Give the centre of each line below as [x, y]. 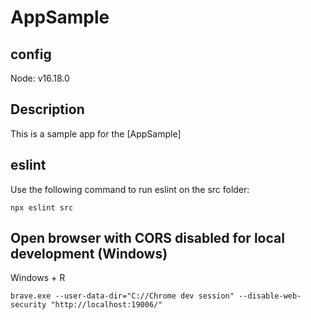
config [31, 54]
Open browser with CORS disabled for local [147, 238]
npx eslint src [42, 207]
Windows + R [38, 278]
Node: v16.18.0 [40, 78]
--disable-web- [270, 296]
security [28, 305]
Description [47, 109]
